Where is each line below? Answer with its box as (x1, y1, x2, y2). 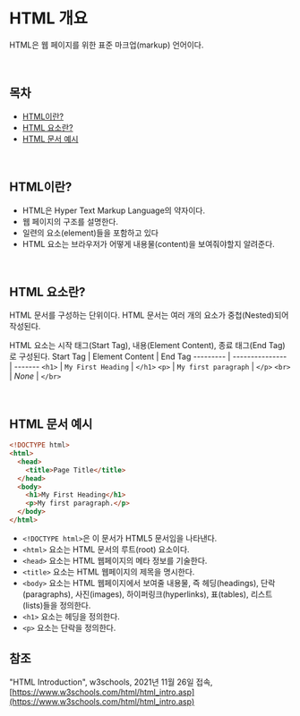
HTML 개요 (9, 8, 88, 29)
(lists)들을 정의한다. (21, 600, 91, 610)
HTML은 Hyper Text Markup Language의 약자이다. (21, 205, 206, 216)
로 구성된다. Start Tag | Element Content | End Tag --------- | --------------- (9, 351, 287, 362)
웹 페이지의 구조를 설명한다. (21, 216, 119, 226)
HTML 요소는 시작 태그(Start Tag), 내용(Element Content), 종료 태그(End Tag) (9, 340, 286, 351)
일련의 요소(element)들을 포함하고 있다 (21, 227, 159, 238)
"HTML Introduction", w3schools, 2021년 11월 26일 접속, (9, 677, 213, 687)
